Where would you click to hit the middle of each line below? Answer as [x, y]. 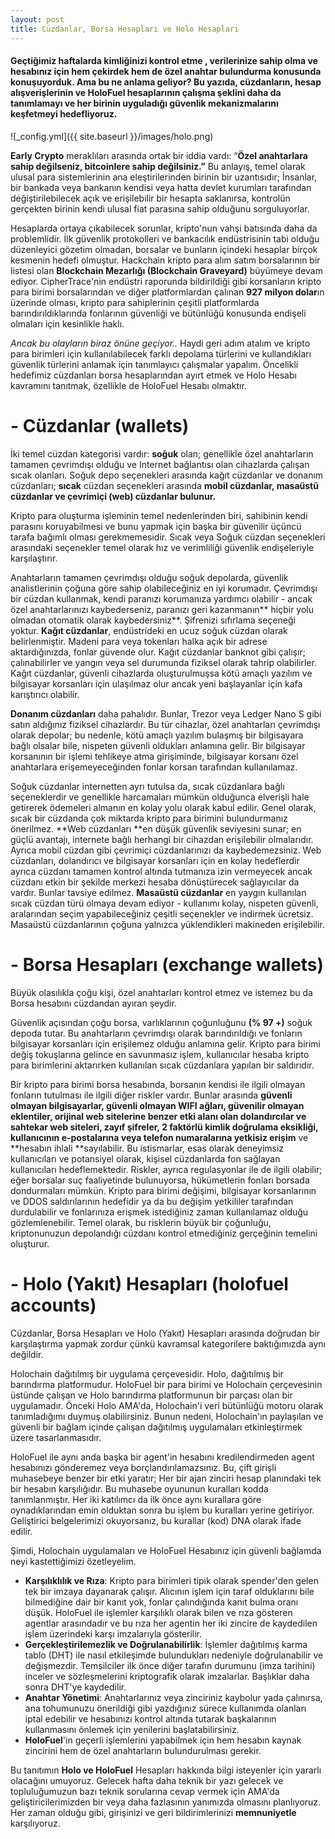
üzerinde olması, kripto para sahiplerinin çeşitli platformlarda [135, 302]
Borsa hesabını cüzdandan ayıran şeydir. [93, 1003]
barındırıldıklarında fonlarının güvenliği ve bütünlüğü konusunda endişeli [158, 313]
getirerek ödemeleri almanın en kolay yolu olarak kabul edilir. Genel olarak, [163, 807]
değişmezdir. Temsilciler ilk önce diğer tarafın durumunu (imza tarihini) [170, 1665]
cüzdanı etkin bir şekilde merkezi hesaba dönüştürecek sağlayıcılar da [155, 882]
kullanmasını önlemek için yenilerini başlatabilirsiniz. [132, 1729]
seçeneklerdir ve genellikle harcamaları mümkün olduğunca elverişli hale [160, 797]
